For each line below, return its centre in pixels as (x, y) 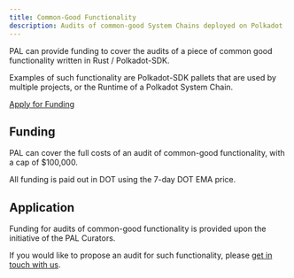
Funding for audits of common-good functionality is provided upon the (138, 229)
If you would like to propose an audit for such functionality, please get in (141, 255)
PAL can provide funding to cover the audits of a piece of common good (141, 50)
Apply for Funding (42, 104)
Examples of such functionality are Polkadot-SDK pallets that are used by (143, 77)
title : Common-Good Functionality (73, 17)
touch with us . (35, 265)
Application (42, 208)
